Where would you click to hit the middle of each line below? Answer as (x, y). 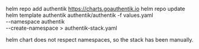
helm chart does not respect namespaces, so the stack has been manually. (100, 40)
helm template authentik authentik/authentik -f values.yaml (79, 15)
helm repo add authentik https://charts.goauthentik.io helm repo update (96, 9)
